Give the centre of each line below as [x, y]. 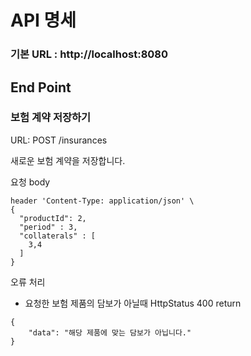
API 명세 [43, 20]
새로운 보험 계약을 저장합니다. [68, 160]
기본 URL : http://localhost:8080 [89, 54]
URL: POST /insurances [59, 140]
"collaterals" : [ [58, 236]
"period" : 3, [48, 227]
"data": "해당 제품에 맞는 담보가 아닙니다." [110, 332]
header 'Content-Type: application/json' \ [102, 201]
